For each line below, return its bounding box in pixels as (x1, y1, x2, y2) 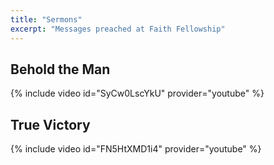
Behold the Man (10, 61, 111, 78)
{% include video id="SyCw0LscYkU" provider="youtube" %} (10, 87, 265, 100)
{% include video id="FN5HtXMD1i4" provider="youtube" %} (10, 143, 262, 155)
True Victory (10, 116, 91, 133)
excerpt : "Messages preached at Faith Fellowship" (10, 24, 226, 34)
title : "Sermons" (10, 14, 83, 25)
